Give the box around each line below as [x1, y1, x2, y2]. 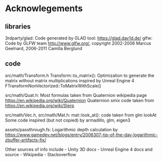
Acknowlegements [5, 3, 83, 14]
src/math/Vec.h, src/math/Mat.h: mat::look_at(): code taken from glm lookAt [5, 112, 157, 118]
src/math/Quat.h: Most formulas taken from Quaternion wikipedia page [5, 92, 147, 98]
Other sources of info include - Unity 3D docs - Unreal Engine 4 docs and [5, 146, 153, 152]
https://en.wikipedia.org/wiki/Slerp [5, 103, 74, 108]
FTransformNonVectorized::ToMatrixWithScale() [5, 83, 101, 89]
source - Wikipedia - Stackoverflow [5, 151, 76, 157]
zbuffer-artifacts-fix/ [5, 137, 46, 143]
